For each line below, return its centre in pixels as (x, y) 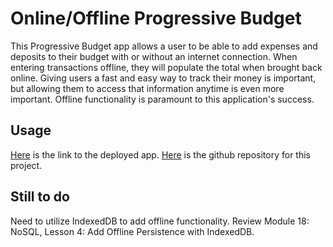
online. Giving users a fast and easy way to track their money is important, (163, 78)
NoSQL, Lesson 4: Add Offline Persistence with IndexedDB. (132, 231)
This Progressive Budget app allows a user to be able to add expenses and (164, 46)
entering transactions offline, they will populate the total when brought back (166, 67)
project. (26, 165)
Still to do (40, 197)
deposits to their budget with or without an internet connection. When (154, 56)
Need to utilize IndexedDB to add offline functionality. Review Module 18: (160, 221)
